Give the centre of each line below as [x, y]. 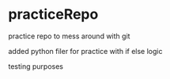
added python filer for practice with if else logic [85, 51]
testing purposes [36, 66]
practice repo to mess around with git [69, 36]
